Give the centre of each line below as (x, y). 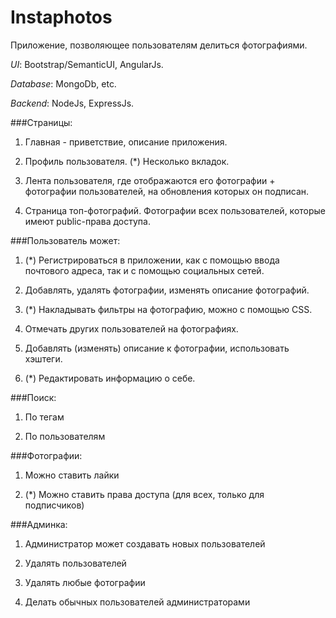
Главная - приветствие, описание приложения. (126, 142)
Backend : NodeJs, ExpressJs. (72, 103)
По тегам (44, 417)
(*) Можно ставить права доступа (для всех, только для (144, 494)
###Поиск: (33, 397)
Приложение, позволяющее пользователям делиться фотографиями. (159, 45)
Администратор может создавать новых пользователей (145, 543)
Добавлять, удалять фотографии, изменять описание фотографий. (167, 290)
